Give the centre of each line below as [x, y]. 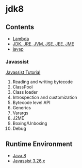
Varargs [20, 113]
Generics [22, 108]
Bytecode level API [31, 103]
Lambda [21, 39]
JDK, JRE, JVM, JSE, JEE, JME [43, 44]
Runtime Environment [39, 144]
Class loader [25, 92]
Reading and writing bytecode [43, 82]
